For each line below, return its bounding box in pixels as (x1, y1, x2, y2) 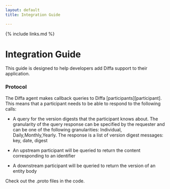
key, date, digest (12, 137, 47, 143)
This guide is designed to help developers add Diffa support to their (5, 65, 148, 71)
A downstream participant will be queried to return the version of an (12, 163, 156, 169)
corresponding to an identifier (12, 152, 76, 158)
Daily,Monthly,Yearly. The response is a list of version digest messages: (12, 132, 163, 138)
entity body (12, 168, 37, 174)
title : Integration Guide (5, 12, 60, 17)
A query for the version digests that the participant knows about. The (12, 116, 158, 122)
